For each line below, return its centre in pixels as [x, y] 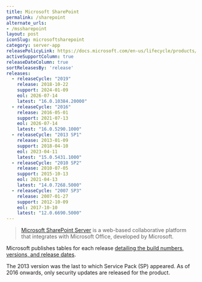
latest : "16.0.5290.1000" [50, 129]
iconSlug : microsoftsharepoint [45, 40]
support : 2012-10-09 [43, 202]
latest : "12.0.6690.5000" [50, 213]
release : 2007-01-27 [43, 196]
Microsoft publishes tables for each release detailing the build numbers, [95, 248]
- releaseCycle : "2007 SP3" [47, 191]
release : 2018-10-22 [43, 85]
